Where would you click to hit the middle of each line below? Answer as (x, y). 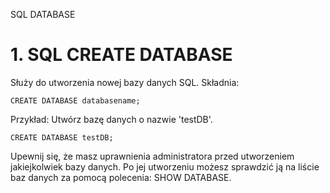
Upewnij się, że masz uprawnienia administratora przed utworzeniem (152, 156)
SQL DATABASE (43, 14)
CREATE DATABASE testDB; (62, 137)
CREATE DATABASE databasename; (75, 100)
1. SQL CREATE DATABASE (121, 55)
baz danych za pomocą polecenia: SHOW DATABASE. (121, 177)
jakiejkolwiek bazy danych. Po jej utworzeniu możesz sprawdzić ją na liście (165, 166)
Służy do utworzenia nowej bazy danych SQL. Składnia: (125, 82)
